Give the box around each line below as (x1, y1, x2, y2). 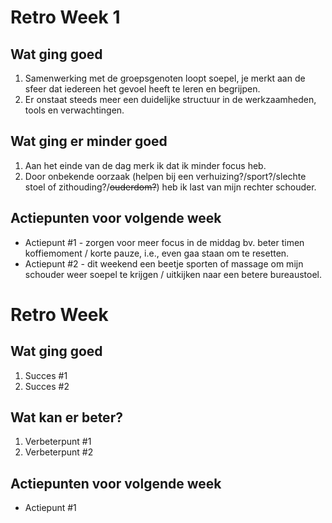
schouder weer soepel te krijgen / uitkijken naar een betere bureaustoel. (24, 268, 322, 280)
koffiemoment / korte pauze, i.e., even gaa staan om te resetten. (24, 247, 290, 259)
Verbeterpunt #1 (24, 436, 92, 448)
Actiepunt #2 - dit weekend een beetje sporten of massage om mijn (24, 257, 304, 270)
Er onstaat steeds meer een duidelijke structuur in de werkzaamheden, (24, 94, 317, 105)
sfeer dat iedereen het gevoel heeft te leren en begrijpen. (24, 83, 261, 95)
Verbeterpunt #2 (24, 446, 94, 458)
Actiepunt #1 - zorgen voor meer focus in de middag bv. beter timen (24, 236, 305, 248)
